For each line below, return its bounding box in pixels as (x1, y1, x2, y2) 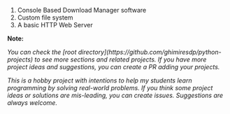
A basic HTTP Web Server (17, 21, 93, 29)
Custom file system (17, 13, 73, 22)
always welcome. (7, 99, 58, 107)
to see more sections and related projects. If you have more (34, 55, 207, 64)
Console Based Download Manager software (17, 6, 147, 14)
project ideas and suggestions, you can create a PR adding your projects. (7, 63, 220, 71)
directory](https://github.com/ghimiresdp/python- (78, 48, 222, 56)
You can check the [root (7, 48, 77, 56)
